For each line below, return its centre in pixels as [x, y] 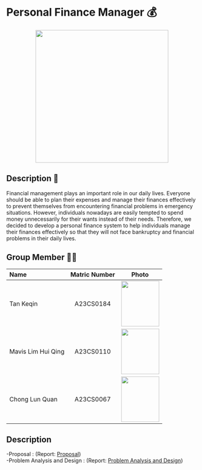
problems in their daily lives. [41, 238]
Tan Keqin [24, 303]
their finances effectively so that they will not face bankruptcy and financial [100, 232]
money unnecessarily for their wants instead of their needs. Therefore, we [99, 219]
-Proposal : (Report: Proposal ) [44, 454]
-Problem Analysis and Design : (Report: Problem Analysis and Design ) [95, 461]
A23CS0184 [93, 303]
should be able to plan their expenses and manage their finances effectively [101, 200]
